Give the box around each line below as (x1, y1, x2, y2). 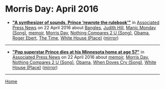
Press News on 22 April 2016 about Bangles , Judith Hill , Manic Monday (12, 24, 156, 30)
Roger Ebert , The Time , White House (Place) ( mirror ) (12, 35, 119, 41)
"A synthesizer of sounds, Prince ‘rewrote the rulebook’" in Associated (12, 19, 160, 25)
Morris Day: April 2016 (5, 3, 99, 15)
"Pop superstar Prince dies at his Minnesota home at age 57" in (12, 49, 145, 54)
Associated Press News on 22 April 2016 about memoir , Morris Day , (12, 54, 149, 60)
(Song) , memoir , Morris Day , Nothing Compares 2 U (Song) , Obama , (12, 30, 150, 36)
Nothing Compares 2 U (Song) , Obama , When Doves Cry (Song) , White (12, 59, 157, 65)
